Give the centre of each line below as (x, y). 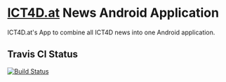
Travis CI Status (43, 54)
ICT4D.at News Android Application (113, 13)
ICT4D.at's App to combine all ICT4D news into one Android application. (111, 32)
